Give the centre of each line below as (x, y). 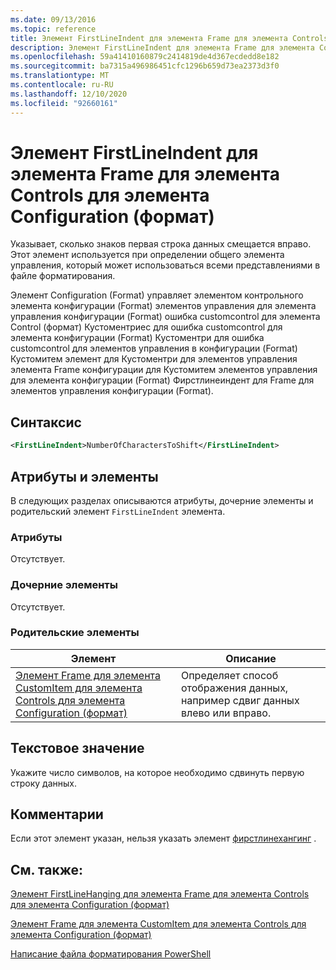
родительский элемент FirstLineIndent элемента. (118, 511)
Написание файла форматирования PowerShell (111, 954)
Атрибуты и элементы (84, 476)
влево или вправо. (226, 713)
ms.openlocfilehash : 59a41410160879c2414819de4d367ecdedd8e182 (145, 57)
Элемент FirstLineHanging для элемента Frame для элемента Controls (160, 894)
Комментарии (57, 814)
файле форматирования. (63, 276)
